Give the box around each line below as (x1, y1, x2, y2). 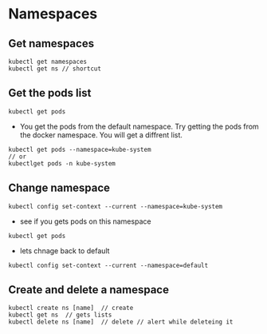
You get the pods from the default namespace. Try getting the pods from (19, 121, 259, 131)
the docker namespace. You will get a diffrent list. (19, 129, 183, 140)
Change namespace (8, 181, 110, 195)
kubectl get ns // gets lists (8, 311, 112, 320)
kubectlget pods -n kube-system (8, 159, 116, 168)
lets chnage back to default (19, 245, 110, 256)
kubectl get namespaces (8, 58, 88, 66)
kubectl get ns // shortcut (8, 65, 102, 73)
